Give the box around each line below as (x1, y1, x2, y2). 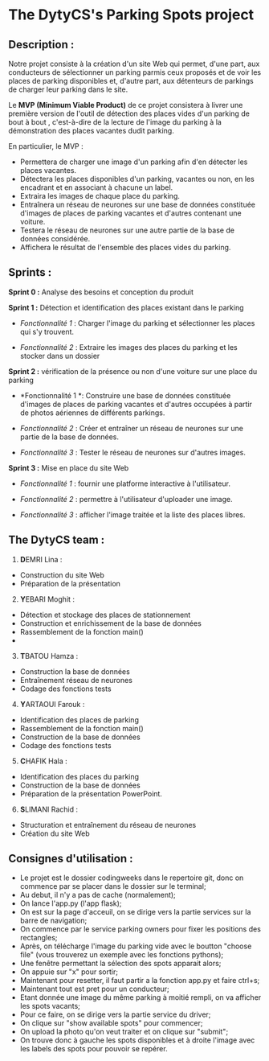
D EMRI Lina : (19, 554, 63, 564)
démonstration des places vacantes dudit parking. (8, 126, 174, 135)
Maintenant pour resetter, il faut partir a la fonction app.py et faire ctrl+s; (19, 976, 260, 985)
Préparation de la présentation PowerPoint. (19, 788, 163, 798)
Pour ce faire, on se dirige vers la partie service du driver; (19, 1010, 211, 1019)
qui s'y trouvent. (19, 327, 75, 336)
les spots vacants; (19, 1001, 80, 1011)
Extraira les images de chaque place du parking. (19, 191, 181, 200)
